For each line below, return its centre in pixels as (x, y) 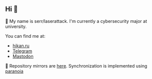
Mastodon (23, 56)
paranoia (14, 71)
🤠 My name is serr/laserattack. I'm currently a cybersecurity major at (76, 21)
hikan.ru (21, 46)
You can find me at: (25, 36)
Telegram (22, 51)
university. (16, 26)
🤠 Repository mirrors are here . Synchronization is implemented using (76, 66)
